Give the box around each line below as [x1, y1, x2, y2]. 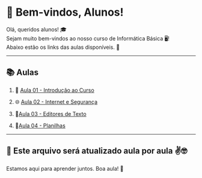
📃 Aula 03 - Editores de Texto [14, 110, 87, 117]
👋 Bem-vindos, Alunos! [6, 5, 124, 19]
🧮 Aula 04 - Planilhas [14, 122, 66, 129]
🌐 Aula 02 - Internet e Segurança [14, 98, 98, 105]
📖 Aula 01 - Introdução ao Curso [14, 86, 94, 94]
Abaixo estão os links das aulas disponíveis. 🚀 [6, 43, 120, 51]
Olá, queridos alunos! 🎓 [6, 25, 67, 33]
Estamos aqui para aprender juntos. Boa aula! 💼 [6, 165, 124, 172]
